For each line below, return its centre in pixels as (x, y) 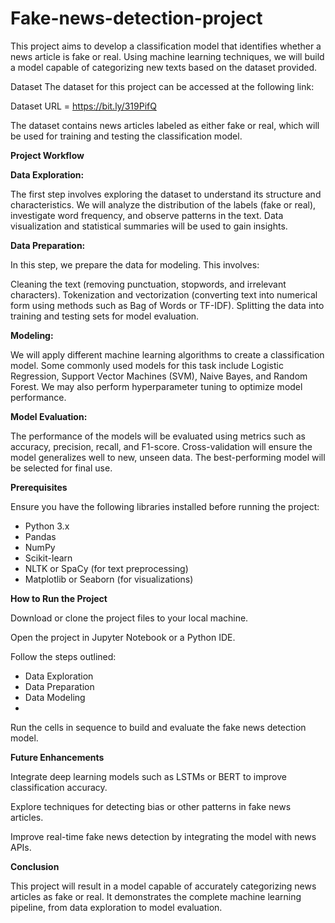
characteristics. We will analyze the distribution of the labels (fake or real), (163, 204)
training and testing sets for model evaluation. (105, 316)
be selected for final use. (61, 468)
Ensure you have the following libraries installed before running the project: (165, 506)
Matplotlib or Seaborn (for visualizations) (109, 579)
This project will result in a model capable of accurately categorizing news (163, 886)
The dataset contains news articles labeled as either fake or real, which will (165, 125)
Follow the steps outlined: (63, 656)
